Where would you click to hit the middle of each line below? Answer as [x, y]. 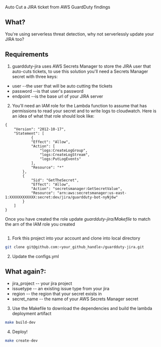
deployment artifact [32, 313]
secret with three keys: [35, 76]
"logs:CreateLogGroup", [64, 150]
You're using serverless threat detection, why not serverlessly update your [80, 34]
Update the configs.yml [35, 256]
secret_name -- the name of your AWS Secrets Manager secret [75, 299]
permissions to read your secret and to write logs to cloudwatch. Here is [84, 111]
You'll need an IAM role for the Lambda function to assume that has [79, 105]
